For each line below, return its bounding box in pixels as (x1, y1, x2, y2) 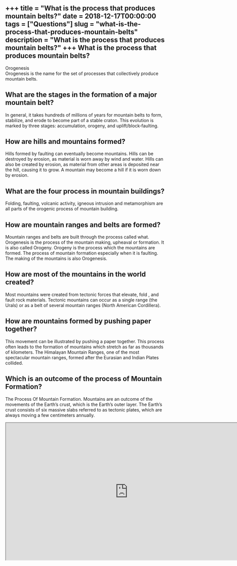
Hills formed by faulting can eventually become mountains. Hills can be (5, 150, 153, 157)
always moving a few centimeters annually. (5, 412, 95, 418)
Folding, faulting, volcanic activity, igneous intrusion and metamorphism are (5, 200, 164, 207)
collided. (5, 360, 23, 366)
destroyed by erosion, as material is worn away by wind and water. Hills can (5, 156, 164, 162)
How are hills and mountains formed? (5, 137, 126, 146)
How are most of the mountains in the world (5, 270, 146, 279)
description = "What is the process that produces (5, 35, 165, 45)
